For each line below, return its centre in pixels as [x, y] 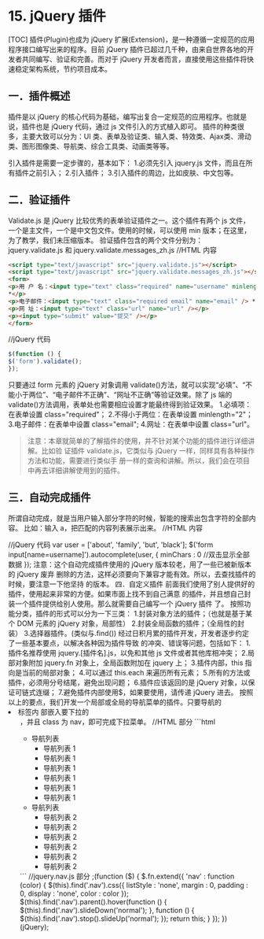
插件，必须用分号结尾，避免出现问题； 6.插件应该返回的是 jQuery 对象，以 [128, 682]
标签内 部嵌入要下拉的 [53, 712]
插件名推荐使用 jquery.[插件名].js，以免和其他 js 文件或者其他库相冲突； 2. [128, 652]
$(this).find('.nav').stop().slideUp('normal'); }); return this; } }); [119, 919]
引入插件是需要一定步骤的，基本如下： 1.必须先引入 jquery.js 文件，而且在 [127, 163]
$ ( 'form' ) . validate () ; [45, 362]
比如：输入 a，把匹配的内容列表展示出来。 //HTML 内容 [113, 527]
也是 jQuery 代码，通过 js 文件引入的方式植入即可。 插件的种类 [136, 126]
